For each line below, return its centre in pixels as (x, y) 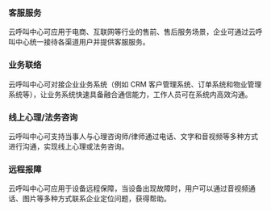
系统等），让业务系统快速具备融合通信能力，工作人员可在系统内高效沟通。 (130, 94)
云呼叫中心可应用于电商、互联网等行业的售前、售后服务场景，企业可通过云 (132, 32)
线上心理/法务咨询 (43, 117)
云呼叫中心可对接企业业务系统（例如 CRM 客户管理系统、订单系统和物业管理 (135, 84)
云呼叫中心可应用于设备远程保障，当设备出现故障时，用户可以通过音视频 (128, 188)
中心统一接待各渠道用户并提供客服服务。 (82, 42)
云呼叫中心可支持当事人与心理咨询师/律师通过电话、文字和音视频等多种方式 (133, 136)
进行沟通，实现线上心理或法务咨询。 (69, 146)
